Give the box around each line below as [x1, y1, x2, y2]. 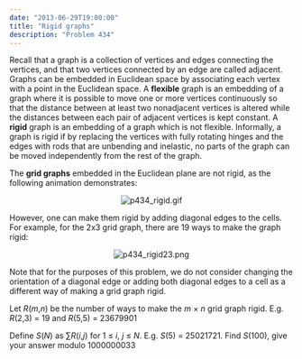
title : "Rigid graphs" [9, 22, 95, 31]
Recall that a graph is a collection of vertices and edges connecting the [9, 55, 274, 66]
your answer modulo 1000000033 [9, 340, 136, 351]
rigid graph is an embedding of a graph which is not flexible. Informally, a [9, 122, 282, 133]
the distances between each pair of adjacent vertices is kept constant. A [9, 112, 279, 123]
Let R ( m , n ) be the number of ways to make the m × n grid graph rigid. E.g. [9, 303, 284, 314]
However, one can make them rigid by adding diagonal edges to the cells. [9, 213, 282, 224]
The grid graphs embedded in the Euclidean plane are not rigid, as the [9, 168, 271, 179]
